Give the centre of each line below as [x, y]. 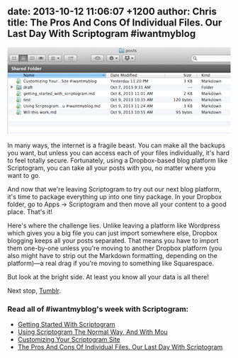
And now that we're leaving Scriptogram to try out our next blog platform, [114, 189]
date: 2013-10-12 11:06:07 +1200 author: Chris [112, 12]
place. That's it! [30, 211]
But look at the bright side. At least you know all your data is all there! [108, 276]
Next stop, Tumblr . [34, 291]
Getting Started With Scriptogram [66, 324]
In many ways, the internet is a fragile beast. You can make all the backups [116, 145]
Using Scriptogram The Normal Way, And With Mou [92, 332]
